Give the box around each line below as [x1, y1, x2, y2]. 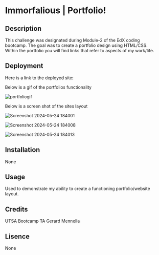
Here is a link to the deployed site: [5, 75, 74, 81]
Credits [5, 205, 28, 213]
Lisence [5, 232, 30, 240]
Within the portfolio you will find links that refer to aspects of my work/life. [5, 48, 154, 53]
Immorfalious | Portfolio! [5, 5, 106, 16]
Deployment [5, 62, 44, 70]
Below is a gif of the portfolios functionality [5, 84, 92, 90]
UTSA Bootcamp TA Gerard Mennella [5, 218, 80, 224]
